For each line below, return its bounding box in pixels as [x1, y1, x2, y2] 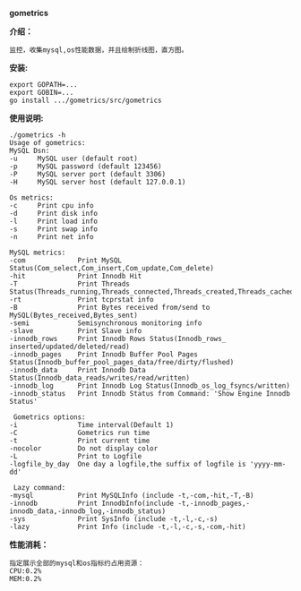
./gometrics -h [9, 131, 66, 140]
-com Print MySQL [9, 256, 123, 265]
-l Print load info [9, 217, 99, 226]
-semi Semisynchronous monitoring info [9, 319, 202, 328]
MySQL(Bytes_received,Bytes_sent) [9, 311, 139, 320]
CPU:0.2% [9, 567, 42, 576]
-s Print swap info [9, 225, 99, 234]
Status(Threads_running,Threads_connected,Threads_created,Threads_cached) [9, 287, 298, 296]
